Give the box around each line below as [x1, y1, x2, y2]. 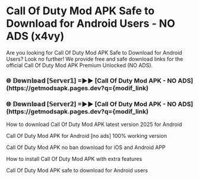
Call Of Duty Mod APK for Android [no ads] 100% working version [6, 132, 168, 140]
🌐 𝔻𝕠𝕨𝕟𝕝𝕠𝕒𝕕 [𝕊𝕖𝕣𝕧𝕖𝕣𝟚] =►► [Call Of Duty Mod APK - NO [6, 100, 177, 108]
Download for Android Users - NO [6, 17, 175, 30]
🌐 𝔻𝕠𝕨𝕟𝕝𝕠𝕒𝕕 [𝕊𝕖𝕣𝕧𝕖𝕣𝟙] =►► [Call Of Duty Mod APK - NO [6, 76, 177, 84]
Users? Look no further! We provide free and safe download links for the [6, 55, 184, 62]
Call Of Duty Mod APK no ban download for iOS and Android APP [6, 144, 166, 151]
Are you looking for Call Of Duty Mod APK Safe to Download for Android [6, 49, 182, 56]
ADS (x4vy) [6, 30, 65, 43]
